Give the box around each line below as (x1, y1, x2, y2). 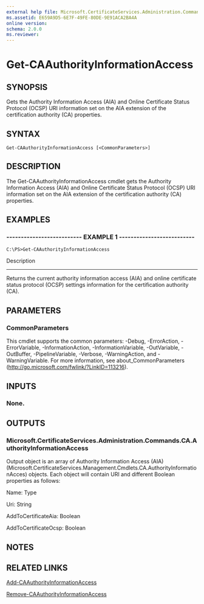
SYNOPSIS (6, 82, 48, 92)
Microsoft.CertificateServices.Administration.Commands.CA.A (6, 436, 197, 444)
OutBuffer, (6, 351, 32, 358)
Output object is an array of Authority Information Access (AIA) (6, 458, 164, 465)
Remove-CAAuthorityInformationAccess (6, 591, 107, 598)
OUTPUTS (6, 418, 46, 428)
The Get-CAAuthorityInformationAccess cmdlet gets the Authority (6, 177, 172, 184)
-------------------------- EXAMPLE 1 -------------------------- (6, 233, 195, 241)
